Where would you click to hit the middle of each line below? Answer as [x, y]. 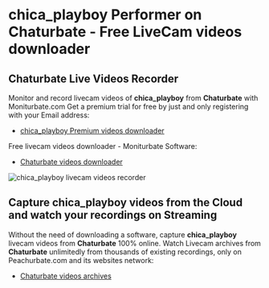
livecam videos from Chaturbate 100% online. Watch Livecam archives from [134, 243]
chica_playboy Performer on [105, 15]
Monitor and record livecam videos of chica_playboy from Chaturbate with [133, 98]
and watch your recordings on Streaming [113, 215]
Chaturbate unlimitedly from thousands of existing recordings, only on [125, 252]
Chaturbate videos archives [66, 276]
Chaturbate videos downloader [71, 162]
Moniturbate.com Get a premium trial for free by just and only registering [128, 107]
